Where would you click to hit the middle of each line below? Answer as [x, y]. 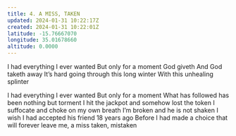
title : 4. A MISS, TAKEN [44, 14]
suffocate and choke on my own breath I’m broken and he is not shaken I [113, 110]
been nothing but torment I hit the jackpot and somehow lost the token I [111, 103]
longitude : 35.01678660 [42, 40]
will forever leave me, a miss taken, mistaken [72, 125]
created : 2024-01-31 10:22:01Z [53, 27]
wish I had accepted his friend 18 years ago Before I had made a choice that [117, 118]
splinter [18, 81]
